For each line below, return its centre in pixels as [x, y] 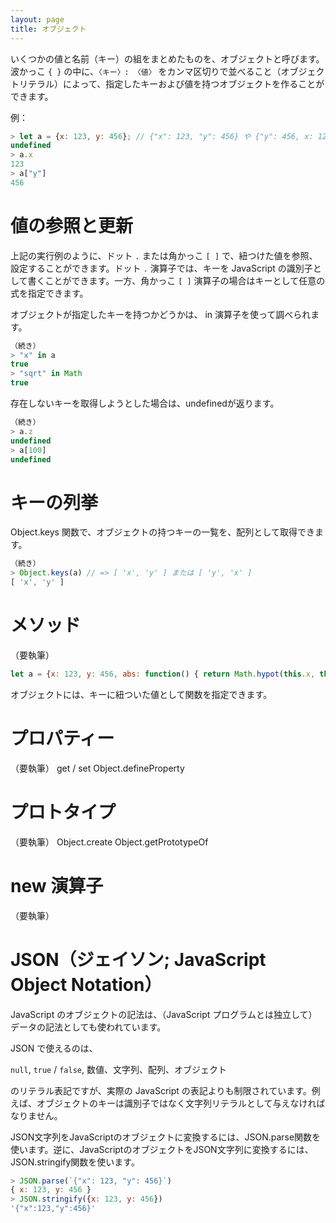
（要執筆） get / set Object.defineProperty [97, 768]
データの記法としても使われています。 [88, 1027]
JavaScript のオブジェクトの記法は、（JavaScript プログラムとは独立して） [164, 1014]
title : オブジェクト [48, 29]
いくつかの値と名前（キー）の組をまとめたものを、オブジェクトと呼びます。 [167, 58]
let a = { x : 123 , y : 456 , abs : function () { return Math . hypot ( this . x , [163, 674]
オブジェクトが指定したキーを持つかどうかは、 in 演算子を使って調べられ [161, 314]
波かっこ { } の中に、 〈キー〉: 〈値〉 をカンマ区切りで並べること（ [146, 71]
